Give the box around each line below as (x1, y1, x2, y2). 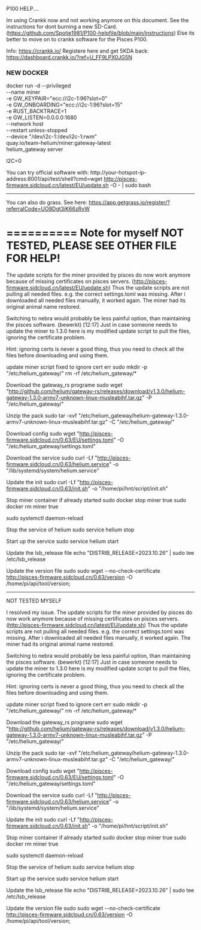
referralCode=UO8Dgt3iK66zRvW (6, 205, 90, 212)
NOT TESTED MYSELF (6, 597, 62, 604)
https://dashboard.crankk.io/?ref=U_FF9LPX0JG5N (6, 54, 133, 60)
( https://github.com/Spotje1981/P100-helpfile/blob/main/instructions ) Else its (6, 29, 195, 37)
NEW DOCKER (6, 68, 49, 77)
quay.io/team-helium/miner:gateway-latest (6, 139, 111, 147)
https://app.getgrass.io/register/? (89, 199, 170, 206)
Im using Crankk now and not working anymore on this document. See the (6, 17, 189, 23)
